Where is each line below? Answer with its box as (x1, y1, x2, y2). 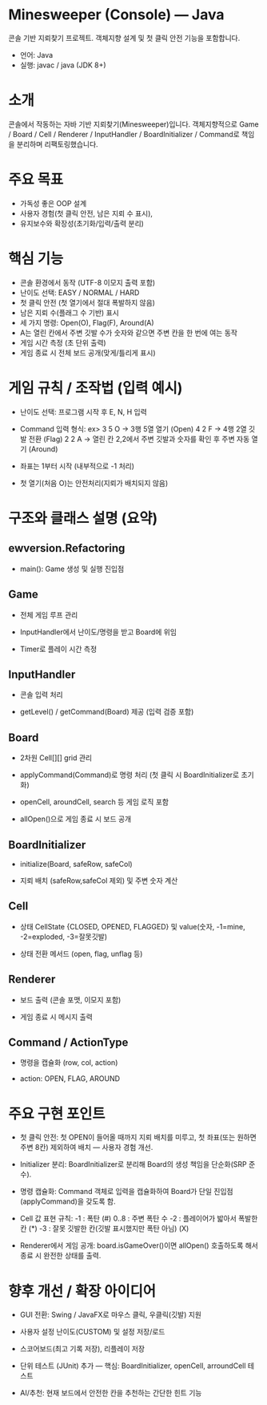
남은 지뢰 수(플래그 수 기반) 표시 (19, 307, 120, 318)
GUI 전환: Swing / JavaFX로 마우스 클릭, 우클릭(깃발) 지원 (19, 1310, 202, 1320)
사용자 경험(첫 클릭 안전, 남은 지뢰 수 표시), (19, 209, 153, 218)
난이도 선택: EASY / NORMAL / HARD (19, 287, 140, 298)
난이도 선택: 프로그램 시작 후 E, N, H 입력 (19, 407, 148, 416)
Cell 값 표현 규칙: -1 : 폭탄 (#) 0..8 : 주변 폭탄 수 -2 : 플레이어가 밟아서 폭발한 (19, 1213, 258, 1224)
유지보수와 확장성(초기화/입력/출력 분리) (19, 218, 144, 228)
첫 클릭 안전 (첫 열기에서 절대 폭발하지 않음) (19, 298, 156, 307)
